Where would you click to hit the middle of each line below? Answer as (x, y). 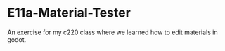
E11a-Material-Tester (69, 13)
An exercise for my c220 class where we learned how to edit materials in (112, 32)
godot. (17, 39)
